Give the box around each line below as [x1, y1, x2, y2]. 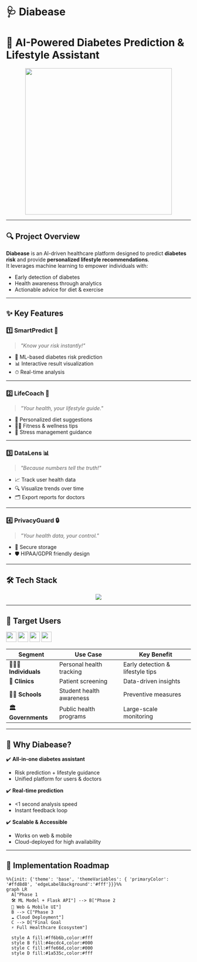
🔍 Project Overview [6, 231, 80, 241]
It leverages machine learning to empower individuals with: [6, 262, 148, 269]
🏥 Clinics [9, 677, 34, 685]
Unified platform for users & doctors [14, 775, 102, 782]
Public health [59, 705, 96, 713]
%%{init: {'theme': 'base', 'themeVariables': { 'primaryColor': [6, 876, 169, 882]
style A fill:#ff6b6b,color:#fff [11, 934, 93, 941]
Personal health [59, 660, 103, 668]
